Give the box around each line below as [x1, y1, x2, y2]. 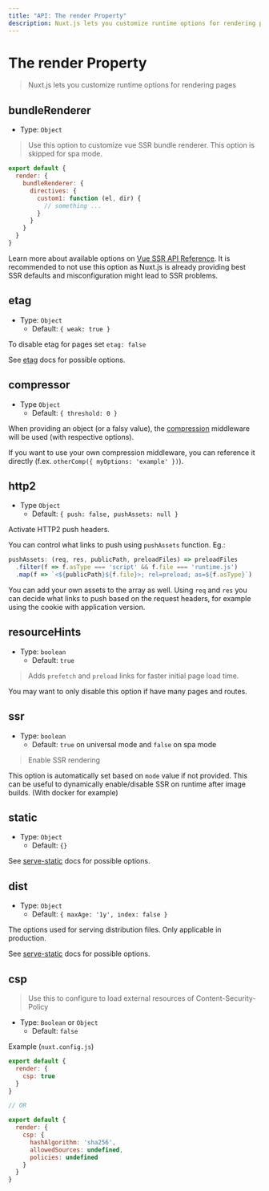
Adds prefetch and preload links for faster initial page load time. [27, 671, 239, 681]
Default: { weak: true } [31, 323, 110, 333]
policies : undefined [29, 1153, 98, 1161]
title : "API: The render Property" [8, 11, 127, 20]
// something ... [43, 201, 102, 209]
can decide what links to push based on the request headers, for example [8, 593, 251, 603]
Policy [27, 1002, 49, 1011]
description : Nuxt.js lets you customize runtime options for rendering [8, 19, 256, 27]
